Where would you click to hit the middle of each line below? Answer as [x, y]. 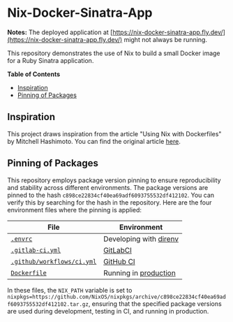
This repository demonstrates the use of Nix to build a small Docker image [114, 53]
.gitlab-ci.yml [36, 250]
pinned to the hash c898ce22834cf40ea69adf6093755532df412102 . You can [111, 195]
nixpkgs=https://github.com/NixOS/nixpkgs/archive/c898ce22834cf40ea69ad [117, 297]
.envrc [22, 239]
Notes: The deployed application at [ [60, 32]
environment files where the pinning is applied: [74, 210]
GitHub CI [119, 261]
